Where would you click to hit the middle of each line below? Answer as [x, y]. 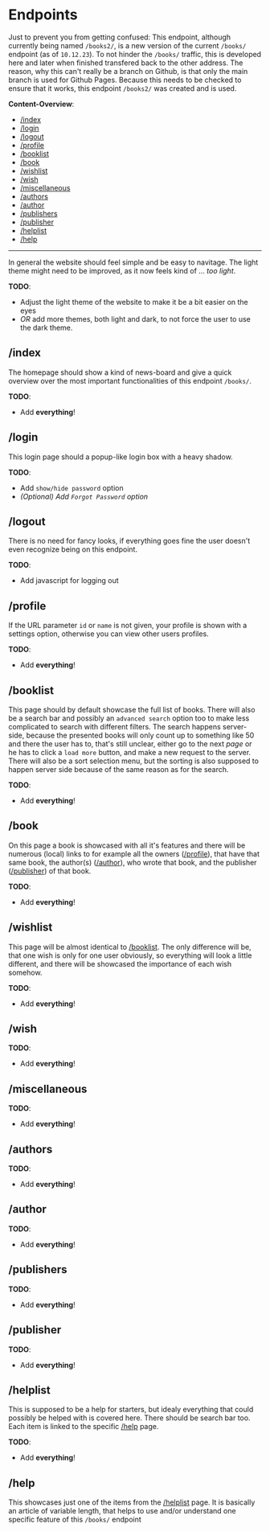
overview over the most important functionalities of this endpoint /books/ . [130, 380]
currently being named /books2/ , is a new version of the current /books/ [127, 45]
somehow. [25, 972]
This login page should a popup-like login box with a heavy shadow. [121, 457]
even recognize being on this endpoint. [73, 549]
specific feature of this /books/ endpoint [75, 1520]
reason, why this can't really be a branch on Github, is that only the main [128, 71]
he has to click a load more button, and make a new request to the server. [130, 752]
